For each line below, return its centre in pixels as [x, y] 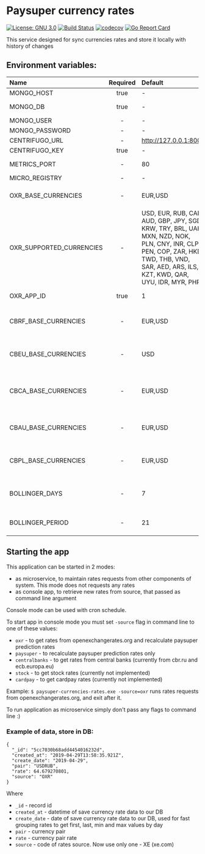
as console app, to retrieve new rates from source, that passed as [98, 591]
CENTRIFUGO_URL [37, 140]
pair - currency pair [40, 831]
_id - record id [33, 805]
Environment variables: [52, 65]
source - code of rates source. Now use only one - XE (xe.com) [95, 844]
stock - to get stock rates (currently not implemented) [83, 673]
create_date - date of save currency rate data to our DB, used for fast [103, 818]
